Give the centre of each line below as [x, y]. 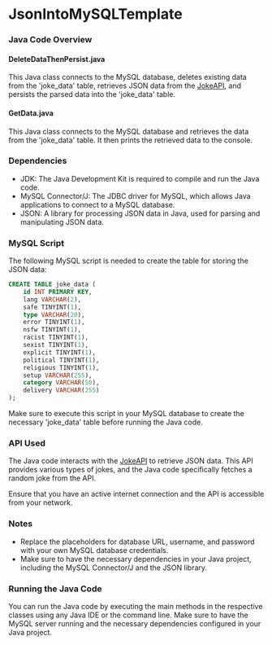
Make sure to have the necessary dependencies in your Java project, [136, 559]
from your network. [41, 502]
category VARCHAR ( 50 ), [61, 383]
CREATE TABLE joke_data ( [52, 285]
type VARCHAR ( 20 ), [54, 314]
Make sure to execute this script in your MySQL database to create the [127, 414]
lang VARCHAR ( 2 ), [52, 299]
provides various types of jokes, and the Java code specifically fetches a [131, 470]
